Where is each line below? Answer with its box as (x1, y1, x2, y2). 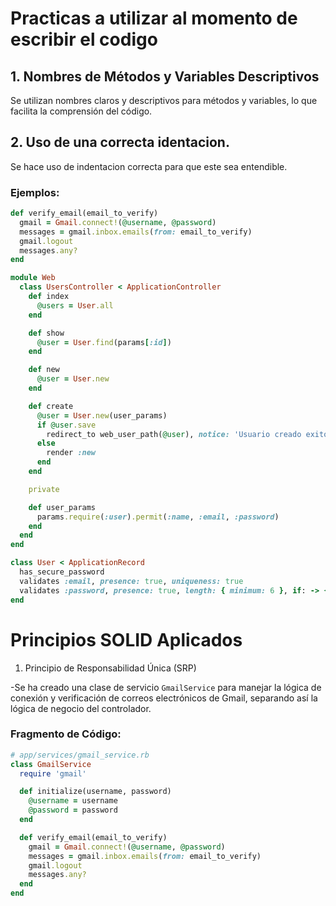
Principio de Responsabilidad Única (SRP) (24, 662, 197, 674)
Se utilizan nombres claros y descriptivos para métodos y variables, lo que (10, 95, 318, 106)
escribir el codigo (10, 28, 158, 51)
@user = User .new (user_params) (36, 410, 168, 421)
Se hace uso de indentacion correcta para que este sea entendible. (10, 160, 288, 172)
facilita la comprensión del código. (10, 105, 153, 117)
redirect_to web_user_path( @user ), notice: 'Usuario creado (46, 429, 302, 439)
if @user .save (36, 420, 97, 430)
